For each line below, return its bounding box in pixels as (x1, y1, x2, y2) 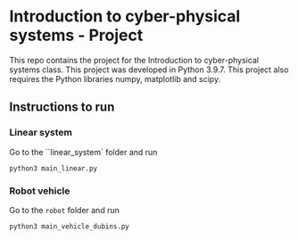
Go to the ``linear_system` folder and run (9, 146, 158, 157)
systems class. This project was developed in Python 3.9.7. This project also (9, 64, 289, 75)
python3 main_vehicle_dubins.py (9, 221, 129, 231)
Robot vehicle (9, 185, 70, 197)
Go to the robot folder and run (9, 204, 120, 215)
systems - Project (9, 25, 144, 46)
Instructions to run (9, 100, 115, 115)
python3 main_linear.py (9, 163, 98, 173)
